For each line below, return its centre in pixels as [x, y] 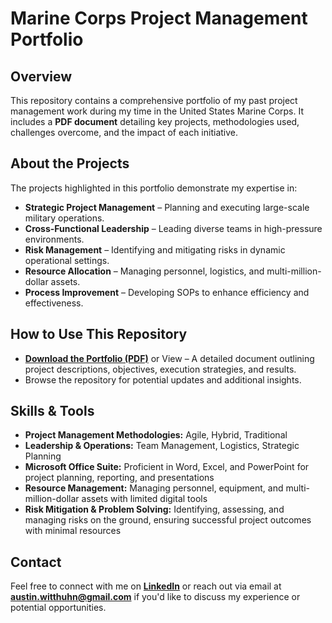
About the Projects [70, 163]
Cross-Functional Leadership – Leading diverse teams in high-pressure [173, 228]
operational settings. [67, 260]
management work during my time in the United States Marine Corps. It [157, 111]
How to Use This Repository [99, 334]
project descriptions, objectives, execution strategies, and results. [160, 369]
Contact [36, 562]
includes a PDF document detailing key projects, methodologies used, [155, 121]
